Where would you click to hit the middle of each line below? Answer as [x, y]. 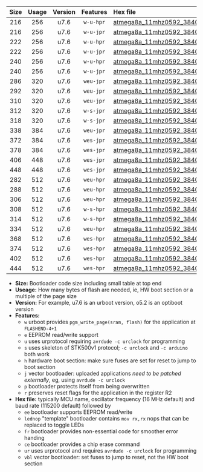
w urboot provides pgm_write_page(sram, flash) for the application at [110, 322]
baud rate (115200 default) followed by [63, 406]
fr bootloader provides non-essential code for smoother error [101, 431]
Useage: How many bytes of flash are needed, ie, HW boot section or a [104, 290]
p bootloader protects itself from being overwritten [87, 386]
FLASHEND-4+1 [40, 329]
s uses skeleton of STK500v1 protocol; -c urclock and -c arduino [106, 347]
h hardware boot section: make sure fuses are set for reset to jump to [110, 361]
